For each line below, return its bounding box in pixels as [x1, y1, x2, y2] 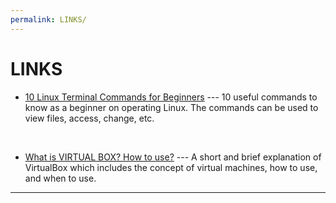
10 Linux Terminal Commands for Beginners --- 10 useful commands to [24, 91, 318, 103]
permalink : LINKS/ [10, 14, 87, 25]
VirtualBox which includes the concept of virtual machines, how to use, [24, 161, 318, 173]
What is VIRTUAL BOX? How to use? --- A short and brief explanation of [24, 151, 322, 163]
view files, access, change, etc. [24, 112, 155, 124]
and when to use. [24, 172, 97, 184]
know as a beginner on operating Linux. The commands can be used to [24, 101, 319, 113]
